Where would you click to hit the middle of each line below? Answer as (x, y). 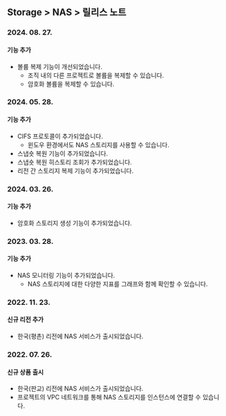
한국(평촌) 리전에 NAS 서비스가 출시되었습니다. (80, 337)
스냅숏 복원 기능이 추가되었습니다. (63, 153)
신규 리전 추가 (25, 319)
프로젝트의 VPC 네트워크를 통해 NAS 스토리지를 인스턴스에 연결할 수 (109, 397)
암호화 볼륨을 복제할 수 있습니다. (71, 84)
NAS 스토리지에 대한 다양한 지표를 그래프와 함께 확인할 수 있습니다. (118, 284)
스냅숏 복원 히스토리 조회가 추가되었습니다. (75, 162)
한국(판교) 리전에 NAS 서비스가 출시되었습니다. (80, 388)
